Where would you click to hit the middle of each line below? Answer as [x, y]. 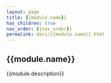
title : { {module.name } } [37, 18]
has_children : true [31, 23]
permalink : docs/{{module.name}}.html [56, 35]
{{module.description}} [35, 73]
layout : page [23, 12]
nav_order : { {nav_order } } [39, 29]
